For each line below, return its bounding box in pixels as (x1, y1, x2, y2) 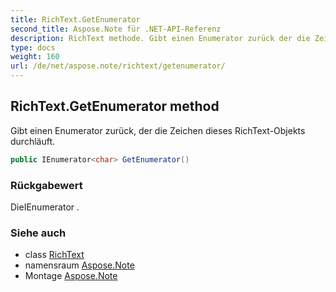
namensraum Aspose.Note (24, 259, 135, 271)
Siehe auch (10, 226, 67, 240)
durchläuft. (10, 135, 56, 147)
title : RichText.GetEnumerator (10, 14, 141, 25)
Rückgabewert (10, 178, 83, 192)
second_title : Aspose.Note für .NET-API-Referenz (10, 24, 222, 34)
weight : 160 (10, 52, 60, 62)
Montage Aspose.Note (24, 270, 118, 282)
